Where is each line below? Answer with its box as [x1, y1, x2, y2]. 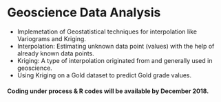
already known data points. [17, 49, 94, 58]
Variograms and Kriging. [17, 34, 86, 42]
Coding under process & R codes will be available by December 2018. [7, 87, 209, 95]
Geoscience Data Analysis [7, 5, 161, 21]
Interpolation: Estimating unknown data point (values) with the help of [17, 42, 215, 50]
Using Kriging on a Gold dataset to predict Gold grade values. [17, 71, 191, 79]
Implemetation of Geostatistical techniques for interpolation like [17, 27, 198, 36]
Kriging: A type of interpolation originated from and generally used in [17, 56, 213, 64]
